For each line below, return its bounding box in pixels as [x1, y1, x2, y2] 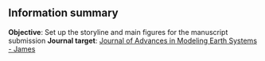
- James [8, 44, 36, 54]
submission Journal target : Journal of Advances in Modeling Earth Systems [8, 36, 257, 45]
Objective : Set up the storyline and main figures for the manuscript [8, 27, 228, 36]
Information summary [8, 6, 119, 20]
